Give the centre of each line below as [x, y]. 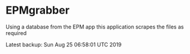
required [16, 33]
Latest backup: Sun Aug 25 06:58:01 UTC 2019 [64, 45]
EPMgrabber [38, 10]
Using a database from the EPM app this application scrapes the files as [95, 27]
